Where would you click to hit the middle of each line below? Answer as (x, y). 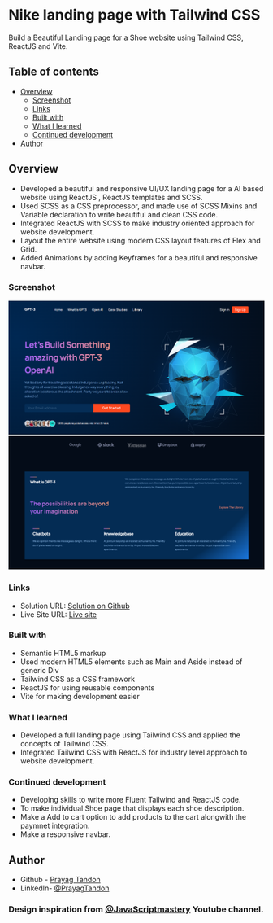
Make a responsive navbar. (65, 834)
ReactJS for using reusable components (87, 687)
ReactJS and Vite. (38, 46)
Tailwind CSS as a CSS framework (78, 679)
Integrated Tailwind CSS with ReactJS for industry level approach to (134, 752)
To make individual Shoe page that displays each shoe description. (132, 808)
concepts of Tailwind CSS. (64, 744)
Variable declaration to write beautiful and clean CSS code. (119, 214)
